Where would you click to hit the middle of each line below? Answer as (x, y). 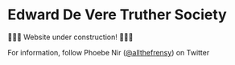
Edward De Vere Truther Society (117, 15)
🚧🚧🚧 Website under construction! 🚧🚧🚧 (70, 37)
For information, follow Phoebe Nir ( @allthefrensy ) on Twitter (109, 52)
